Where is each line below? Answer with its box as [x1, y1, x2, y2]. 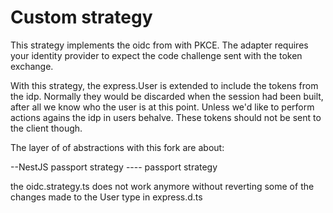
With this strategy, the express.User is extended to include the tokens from [10, 79, 319, 91]
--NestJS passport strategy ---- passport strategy [10, 161, 218, 173]
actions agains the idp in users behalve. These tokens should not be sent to [10, 111, 322, 123]
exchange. [10, 60, 54, 72]
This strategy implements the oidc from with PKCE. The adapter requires [10, 39, 309, 51]
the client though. [10, 122, 83, 134]
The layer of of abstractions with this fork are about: [10, 141, 225, 153]
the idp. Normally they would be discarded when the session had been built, [10, 90, 324, 102]
